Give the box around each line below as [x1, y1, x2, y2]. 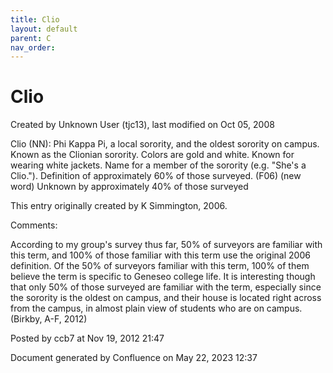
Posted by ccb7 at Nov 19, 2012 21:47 [10, 332, 165, 345]
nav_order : [10, 42, 56, 53]
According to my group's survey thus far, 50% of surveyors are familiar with [10, 239, 323, 251]
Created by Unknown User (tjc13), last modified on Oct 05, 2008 [10, 119, 275, 131]
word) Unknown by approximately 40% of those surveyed [10, 181, 249, 193]
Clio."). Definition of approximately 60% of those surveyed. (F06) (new [10, 170, 302, 182]
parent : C [10, 33, 52, 43]
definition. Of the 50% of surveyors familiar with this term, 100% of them [10, 260, 310, 272]
